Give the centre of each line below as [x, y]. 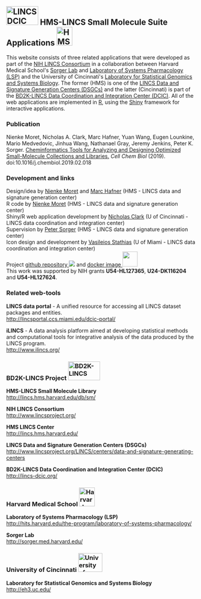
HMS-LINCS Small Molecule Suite [104, 23]
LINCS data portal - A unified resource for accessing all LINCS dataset [94, 306]
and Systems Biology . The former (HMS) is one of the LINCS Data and [92, 83]
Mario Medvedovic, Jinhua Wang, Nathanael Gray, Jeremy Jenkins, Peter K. [100, 143]
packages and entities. [34, 312]
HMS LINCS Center [30, 427]
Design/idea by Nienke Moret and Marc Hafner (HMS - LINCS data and [94, 191]
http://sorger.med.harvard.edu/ [44, 541]
